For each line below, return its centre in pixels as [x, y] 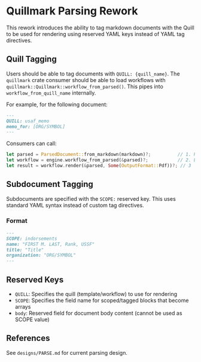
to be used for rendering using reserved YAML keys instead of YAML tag [95, 34]
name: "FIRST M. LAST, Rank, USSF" [51, 244]
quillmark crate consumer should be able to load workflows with [86, 80]
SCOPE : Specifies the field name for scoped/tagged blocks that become [102, 300]
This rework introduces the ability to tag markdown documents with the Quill [100, 28]
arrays [23, 307]
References [28, 338]
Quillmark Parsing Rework [72, 11]
